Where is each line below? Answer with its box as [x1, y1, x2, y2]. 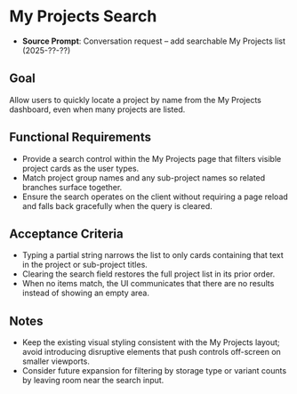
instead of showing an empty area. [21, 287, 149, 299]
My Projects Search [9, 6, 157, 27]
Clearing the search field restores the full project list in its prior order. [21, 269, 276, 279]
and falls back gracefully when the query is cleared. [21, 200, 213, 211]
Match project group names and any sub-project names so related [21, 172, 266, 183]
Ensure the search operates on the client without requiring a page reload [21, 191, 289, 202]
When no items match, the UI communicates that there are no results [21, 278, 275, 289]
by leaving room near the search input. [21, 375, 165, 386]
